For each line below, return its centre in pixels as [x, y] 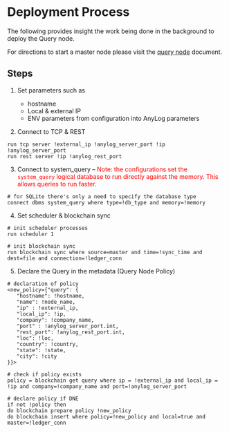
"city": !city [37, 356]
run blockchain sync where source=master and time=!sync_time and [105, 252]
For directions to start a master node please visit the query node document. [115, 52]
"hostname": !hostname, [51, 296]
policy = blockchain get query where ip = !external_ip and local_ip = [112, 381]
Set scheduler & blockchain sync [64, 215]
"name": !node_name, [46, 302]
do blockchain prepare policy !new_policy [69, 411]
